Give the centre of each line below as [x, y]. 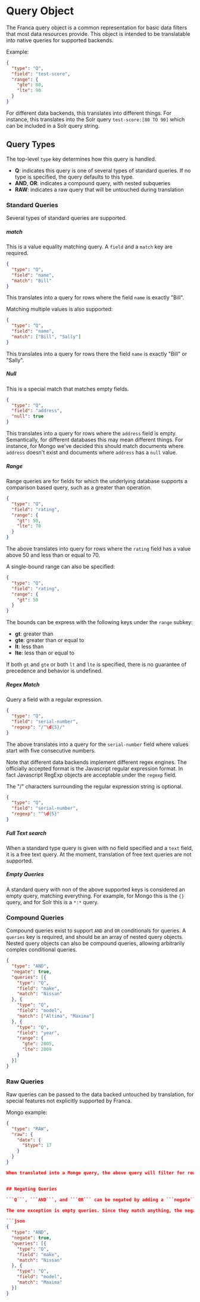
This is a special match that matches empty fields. [68, 389]
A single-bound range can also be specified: [61, 567]
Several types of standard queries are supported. [66, 218]
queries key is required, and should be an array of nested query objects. [95, 937]
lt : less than [29, 647]
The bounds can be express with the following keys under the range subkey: [100, 622]
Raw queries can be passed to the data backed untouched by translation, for [100, 1094]
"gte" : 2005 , [38, 1044]
